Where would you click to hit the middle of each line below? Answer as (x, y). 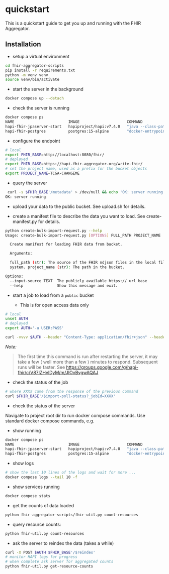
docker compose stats (28, 496)
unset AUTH (17, 319)
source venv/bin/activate (32, 80)
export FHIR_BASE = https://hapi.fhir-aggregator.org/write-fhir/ (74, 164)
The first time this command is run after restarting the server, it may (88, 356)
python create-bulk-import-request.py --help (54, 231)
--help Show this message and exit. (64, 285)
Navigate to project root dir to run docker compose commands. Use (75, 415)
